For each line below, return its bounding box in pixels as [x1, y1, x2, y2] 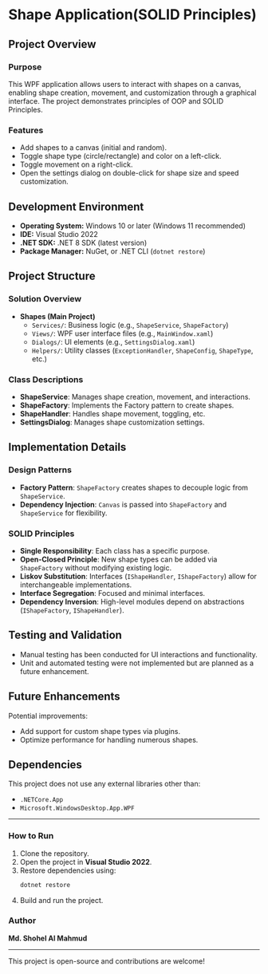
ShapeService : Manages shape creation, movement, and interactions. [19, 392, 251, 401]
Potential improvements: [8, 711, 89, 720]
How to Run [8, 830, 54, 842]
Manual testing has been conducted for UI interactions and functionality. [19, 649, 258, 659]
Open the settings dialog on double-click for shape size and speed [19, 168, 239, 178]
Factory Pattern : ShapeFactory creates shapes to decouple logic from [19, 483, 249, 492]
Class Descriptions [8, 373, 84, 384]
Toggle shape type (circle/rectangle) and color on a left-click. [19, 152, 222, 161]
